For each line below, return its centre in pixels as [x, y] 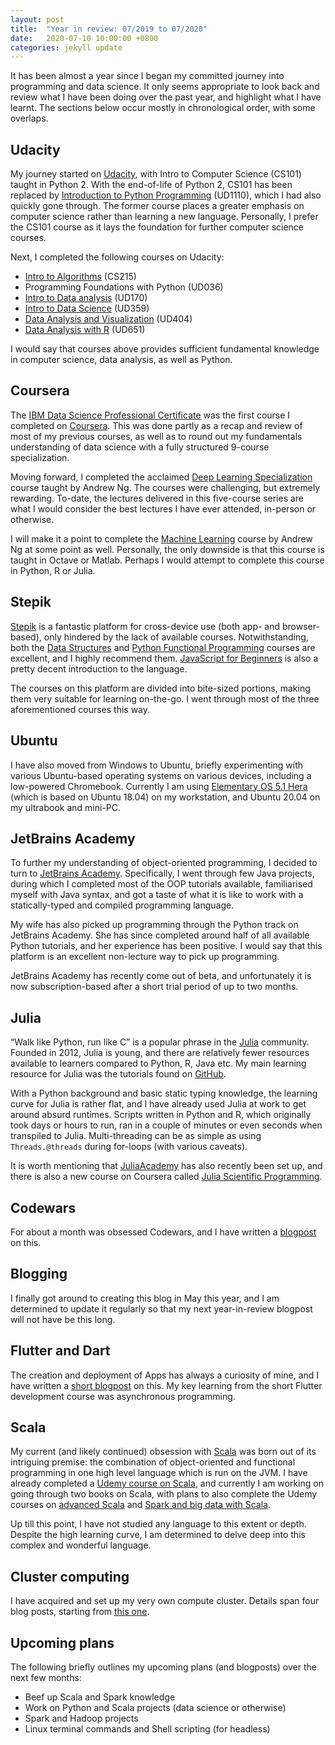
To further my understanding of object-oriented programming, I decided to [164, 863]
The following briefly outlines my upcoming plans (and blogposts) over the [163, 1667]
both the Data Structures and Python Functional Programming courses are [163, 647]
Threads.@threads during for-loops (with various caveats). [129, 1147]
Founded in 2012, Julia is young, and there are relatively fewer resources [160, 1053]
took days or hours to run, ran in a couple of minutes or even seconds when [166, 1125]
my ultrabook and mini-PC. [66, 807]
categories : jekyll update [66, 47]
